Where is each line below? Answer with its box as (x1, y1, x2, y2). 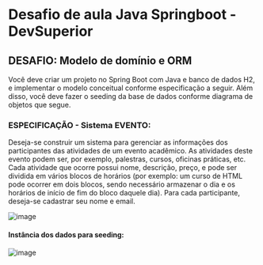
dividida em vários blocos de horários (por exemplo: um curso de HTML (8, 172, 243, 181)
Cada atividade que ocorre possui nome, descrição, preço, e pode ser (8, 163, 238, 172)
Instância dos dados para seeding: (8, 229, 124, 239)
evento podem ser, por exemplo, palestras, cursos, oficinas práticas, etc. (8, 154, 246, 164)
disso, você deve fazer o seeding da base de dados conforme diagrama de (8, 92, 253, 100)
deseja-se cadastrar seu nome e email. (8, 196, 136, 206)
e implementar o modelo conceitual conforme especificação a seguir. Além (8, 83, 253, 93)
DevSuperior (8, 22, 93, 40)
